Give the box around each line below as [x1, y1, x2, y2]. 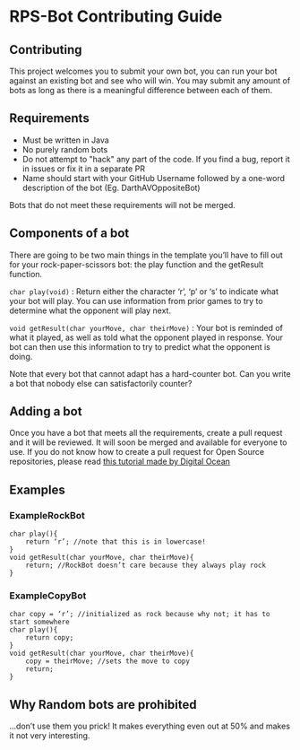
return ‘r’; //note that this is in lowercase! [25, 537, 206, 546]
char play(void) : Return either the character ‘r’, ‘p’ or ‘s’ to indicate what [9, 285, 279, 297]
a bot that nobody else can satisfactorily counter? [9, 378, 193, 388]
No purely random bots [21, 144, 108, 154]
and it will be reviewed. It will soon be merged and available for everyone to [9, 437, 287, 448]
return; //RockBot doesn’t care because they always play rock [25, 561, 267, 571]
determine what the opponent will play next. [9, 305, 172, 316]
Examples [9, 482, 65, 497]
